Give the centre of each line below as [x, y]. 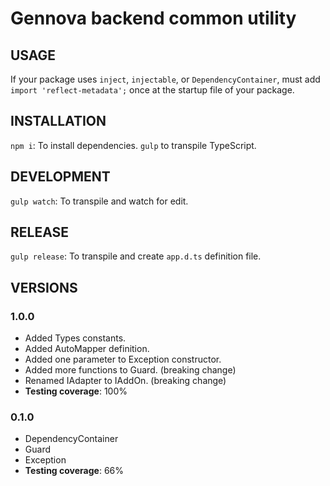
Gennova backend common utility [153, 18]
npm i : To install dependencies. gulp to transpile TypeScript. [133, 145]
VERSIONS [44, 287]
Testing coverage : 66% [74, 471]
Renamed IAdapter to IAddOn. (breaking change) [125, 381]
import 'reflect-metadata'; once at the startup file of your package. [152, 90]
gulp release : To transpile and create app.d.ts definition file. [136, 256]
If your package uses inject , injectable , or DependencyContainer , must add [165, 79]
